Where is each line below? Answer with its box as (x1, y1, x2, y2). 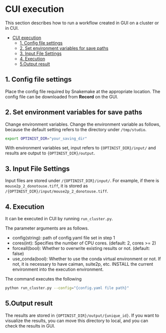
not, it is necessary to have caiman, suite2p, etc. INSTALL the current (12, 261, 153, 267)
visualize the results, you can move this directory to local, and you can (5, 318, 148, 324)
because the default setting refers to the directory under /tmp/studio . (5, 126, 147, 132)
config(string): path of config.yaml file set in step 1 (12, 235, 115, 241)
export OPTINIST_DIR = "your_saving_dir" (5, 136, 87, 141)
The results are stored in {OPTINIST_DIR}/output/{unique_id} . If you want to (5, 312, 160, 318)
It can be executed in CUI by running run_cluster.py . (5, 216, 113, 222)
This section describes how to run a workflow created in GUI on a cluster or (5, 20, 159, 26)
